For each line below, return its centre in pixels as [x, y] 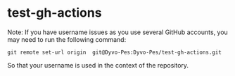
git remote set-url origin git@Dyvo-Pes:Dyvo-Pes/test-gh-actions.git [114, 52]
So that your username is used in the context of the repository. [98, 65]
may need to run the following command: [67, 39]
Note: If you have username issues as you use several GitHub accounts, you [118, 32]
